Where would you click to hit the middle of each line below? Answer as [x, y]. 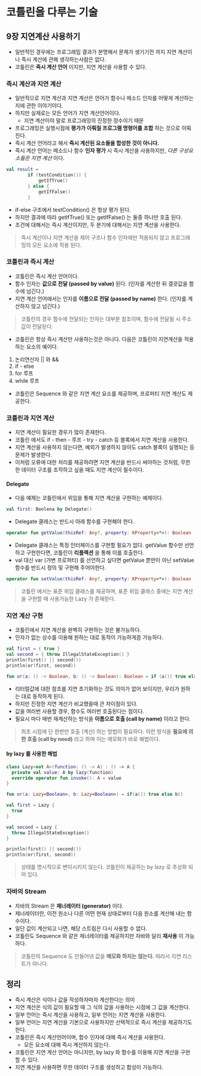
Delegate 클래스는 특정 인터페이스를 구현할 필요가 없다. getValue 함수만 [99, 545]
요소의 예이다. [42, 346]
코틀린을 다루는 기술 [52, 12]
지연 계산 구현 [25, 616]
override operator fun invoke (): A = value [66, 778]
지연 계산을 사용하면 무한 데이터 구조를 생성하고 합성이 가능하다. [89, 1067]
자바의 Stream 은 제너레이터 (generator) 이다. [69, 906]
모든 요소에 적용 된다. [57, 245]
